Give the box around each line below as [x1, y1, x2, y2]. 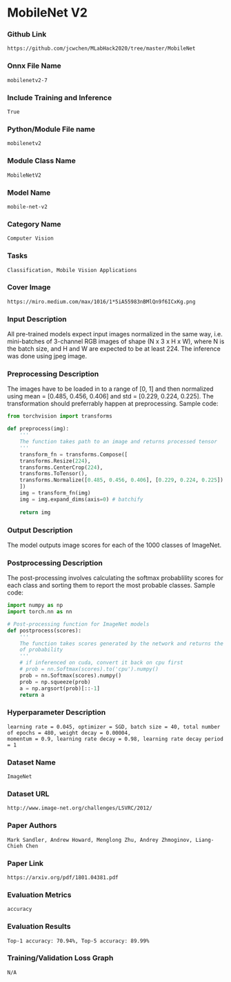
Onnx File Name [7, 61, 62, 70]
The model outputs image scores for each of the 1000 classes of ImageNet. [7, 541, 222, 549]
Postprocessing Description [7, 558, 103, 568]
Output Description [7, 525, 73, 535]
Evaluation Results [7, 922, 71, 932]
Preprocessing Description [7, 369, 99, 379]
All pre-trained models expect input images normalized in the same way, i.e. [7, 330, 223, 338]
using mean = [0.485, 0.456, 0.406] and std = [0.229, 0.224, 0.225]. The [7, 392, 214, 401]
